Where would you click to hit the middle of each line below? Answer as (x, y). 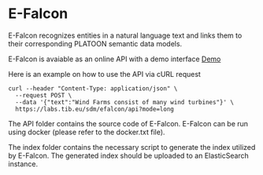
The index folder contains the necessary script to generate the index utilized (132, 147)
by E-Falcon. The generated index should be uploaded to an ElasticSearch (129, 155)
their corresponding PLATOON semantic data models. (95, 43)
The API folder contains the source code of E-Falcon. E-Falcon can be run (128, 123)
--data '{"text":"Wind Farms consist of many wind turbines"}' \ (125, 102)
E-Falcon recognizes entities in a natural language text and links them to (125, 35)
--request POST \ (44, 95)
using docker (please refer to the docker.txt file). (87, 132)
